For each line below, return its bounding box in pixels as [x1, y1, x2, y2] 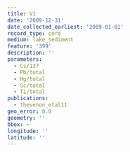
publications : [7, 95, 49, 102]
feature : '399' [7, 43, 52, 50]
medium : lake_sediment [7, 36, 74, 43]
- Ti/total [13, 88, 46, 95]
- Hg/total [13, 75, 46, 83]
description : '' [7, 50, 55, 57]
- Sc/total [13, 82, 46, 89]
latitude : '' [7, 134, 46, 141]
